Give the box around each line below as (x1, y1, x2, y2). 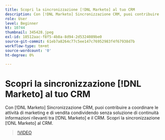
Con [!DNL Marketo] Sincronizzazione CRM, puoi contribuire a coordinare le (5, 105, 159, 111)
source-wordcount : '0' (5, 48, 52, 53)
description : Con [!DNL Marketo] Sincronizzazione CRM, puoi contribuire (5, 12, 160, 17)
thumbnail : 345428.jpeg (5, 30, 54, 35)
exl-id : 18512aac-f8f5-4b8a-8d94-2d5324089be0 (5, 35, 102, 40)
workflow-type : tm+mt (5, 44, 50, 48)
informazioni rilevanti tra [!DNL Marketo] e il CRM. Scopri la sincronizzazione (5, 115, 160, 121)
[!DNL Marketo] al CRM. (5, 120, 53, 126)
